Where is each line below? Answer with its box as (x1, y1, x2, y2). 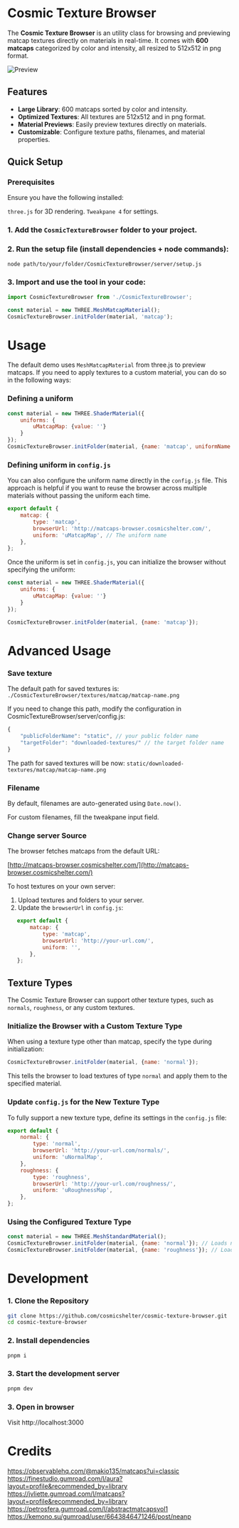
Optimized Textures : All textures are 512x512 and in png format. (17, 112, 206, 121)
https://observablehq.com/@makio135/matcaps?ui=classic (7, 1467, 180, 1475)
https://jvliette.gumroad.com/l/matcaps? (7, 1489, 125, 1498)
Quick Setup (7, 156, 63, 168)
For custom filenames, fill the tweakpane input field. (7, 812, 159, 821)
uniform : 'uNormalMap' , (33, 1154, 103, 1161)
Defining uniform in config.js (7, 460, 112, 470)
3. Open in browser (7, 1402, 75, 1412)
